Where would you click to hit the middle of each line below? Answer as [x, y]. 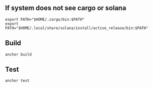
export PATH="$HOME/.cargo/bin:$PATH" [45, 19]
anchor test [17, 81]
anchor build [18, 54]
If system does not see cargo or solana [66, 8]
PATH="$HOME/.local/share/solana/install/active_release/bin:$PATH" [77, 28]
